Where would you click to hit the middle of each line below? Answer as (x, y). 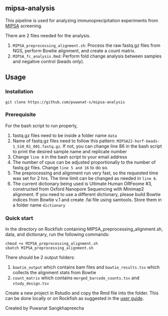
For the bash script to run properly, (42, 125)
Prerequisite (21, 114)
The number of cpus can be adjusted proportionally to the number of (84, 162)
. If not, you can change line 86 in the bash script (111, 146)
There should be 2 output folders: (40, 258)
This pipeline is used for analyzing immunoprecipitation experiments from (81, 20)
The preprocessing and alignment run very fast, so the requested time (85, 173)
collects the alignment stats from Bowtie (54, 273)
